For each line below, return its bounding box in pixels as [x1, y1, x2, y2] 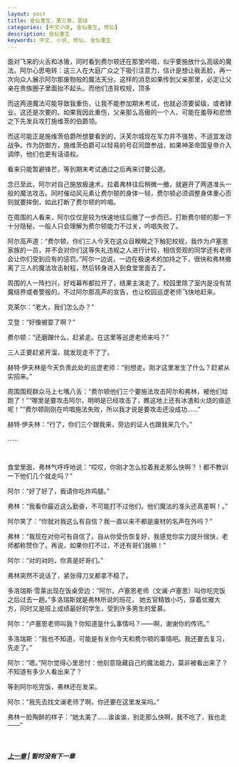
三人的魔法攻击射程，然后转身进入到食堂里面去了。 [19, 264, 169, 273]
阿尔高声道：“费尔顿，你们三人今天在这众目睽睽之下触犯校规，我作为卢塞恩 [7, 237, 229, 245]
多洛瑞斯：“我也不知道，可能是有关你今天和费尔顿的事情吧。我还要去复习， [7, 635, 229, 643]
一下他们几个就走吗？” [7, 472, 73, 480]
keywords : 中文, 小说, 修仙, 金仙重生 [7, 37, 112, 44]
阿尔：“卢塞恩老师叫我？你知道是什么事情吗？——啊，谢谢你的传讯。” [7, 620, 210, 628]
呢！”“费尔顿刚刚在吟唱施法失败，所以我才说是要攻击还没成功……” [7, 405, 201, 413]
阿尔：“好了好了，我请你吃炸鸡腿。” [7, 487, 110, 495]
